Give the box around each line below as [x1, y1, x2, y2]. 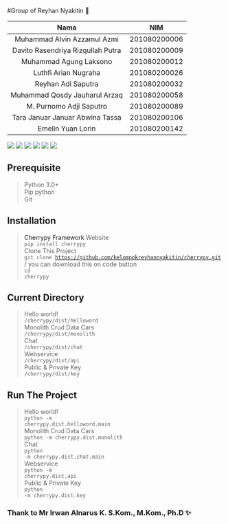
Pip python [23, 188, 55, 196]
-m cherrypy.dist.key [23, 492, 86, 499]
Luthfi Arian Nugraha [33, 68, 101, 77]
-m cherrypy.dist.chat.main [23, 454, 104, 461]
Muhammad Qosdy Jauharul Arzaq [10, 90, 124, 100]
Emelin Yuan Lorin [37, 124, 96, 133]
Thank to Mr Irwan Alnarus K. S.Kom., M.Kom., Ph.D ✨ [7, 508, 192, 518]
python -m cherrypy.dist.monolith [23, 434, 123, 441]
